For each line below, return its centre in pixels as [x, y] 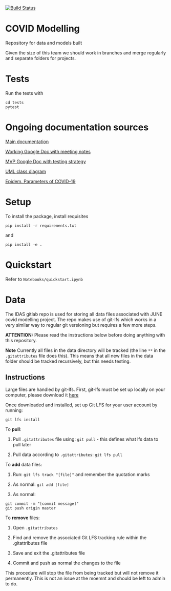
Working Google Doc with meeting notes [48, 151]
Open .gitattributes [35, 528]
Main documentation [27, 142]
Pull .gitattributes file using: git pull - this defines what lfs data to [85, 439]
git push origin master [31, 508]
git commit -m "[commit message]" [42, 504]
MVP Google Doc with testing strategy [46, 161]
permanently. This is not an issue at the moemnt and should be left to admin [85, 578]
